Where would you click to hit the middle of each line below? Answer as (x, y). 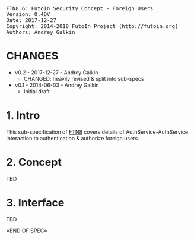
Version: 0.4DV (28, 14)
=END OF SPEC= (27, 231)
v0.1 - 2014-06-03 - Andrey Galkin (57, 85)
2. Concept (34, 162)
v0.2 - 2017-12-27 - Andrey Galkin (56, 72)
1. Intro (23, 116)
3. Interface (35, 203)
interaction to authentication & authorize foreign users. (73, 138)
